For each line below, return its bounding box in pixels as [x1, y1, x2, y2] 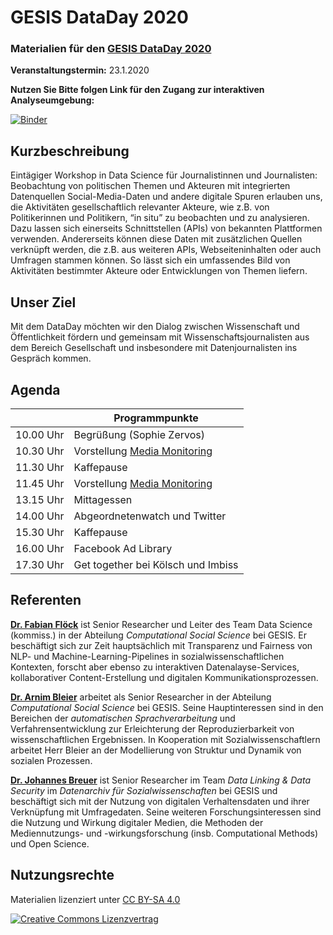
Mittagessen [73, 492, 133, 506]
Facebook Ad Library [73, 541, 173, 555]
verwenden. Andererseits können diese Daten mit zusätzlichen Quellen [10, 233, 303, 245]
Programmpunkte [113, 411, 199, 425]
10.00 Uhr [15, 427, 65, 441]
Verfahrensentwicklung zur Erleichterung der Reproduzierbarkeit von [10, 722, 295, 735]
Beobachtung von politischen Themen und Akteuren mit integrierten [10, 180, 291, 192]
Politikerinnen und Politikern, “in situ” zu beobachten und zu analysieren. [10, 212, 310, 224]
